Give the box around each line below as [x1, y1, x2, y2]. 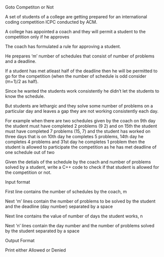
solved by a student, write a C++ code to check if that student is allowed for [5, 164, 159, 170]
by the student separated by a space [5, 228, 80, 234]
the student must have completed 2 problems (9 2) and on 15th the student [5, 123, 158, 129]
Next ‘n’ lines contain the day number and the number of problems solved [5, 223, 155, 228]
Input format [5, 179, 31, 185]
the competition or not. [5, 169, 52, 175]
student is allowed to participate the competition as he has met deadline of [5, 144, 157, 150]
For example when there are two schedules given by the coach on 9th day [5, 118, 156, 123]
